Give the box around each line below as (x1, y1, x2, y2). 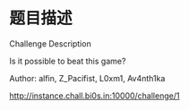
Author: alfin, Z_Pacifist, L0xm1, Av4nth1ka (9, 72, 166, 83)
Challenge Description (9, 38, 91, 49)
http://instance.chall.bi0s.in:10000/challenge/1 (9, 90, 180, 101)
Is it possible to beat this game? (9, 55, 126, 66)
